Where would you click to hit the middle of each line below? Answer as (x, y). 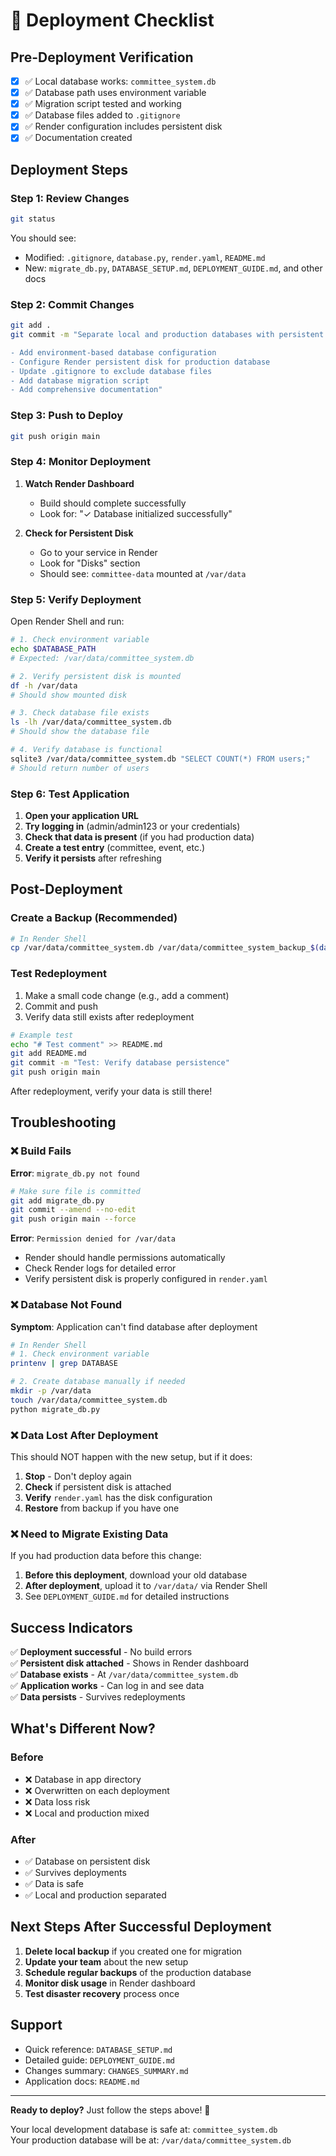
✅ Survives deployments (75, 1873)
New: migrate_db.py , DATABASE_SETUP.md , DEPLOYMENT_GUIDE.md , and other (173, 268)
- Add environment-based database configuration (113, 352)
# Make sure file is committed (75, 1191)
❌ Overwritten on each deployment (97, 1790)
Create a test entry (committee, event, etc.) (115, 847)
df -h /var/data (44, 685)
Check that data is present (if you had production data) (139, 836)
